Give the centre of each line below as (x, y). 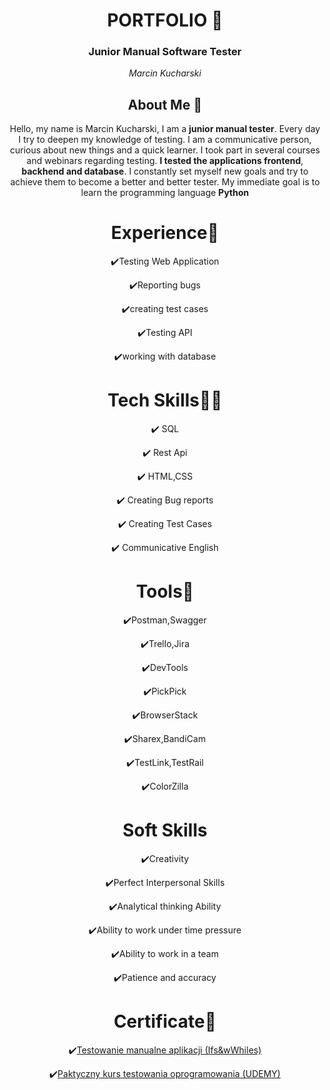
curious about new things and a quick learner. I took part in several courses (165, 150)
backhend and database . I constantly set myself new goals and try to (165, 171)
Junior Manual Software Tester (165, 52)
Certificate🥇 (165, 1021)
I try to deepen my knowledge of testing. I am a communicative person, (165, 140)
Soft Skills (165, 830)
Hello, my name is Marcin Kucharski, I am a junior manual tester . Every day (165, 129)
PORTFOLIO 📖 (165, 20)
